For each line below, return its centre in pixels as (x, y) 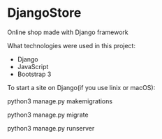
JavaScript (33, 66)
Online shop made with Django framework (68, 32)
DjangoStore (44, 13)
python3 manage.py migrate (48, 115)
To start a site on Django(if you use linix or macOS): (81, 87)
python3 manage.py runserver (51, 128)
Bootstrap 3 (34, 74)
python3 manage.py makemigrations (60, 101)
